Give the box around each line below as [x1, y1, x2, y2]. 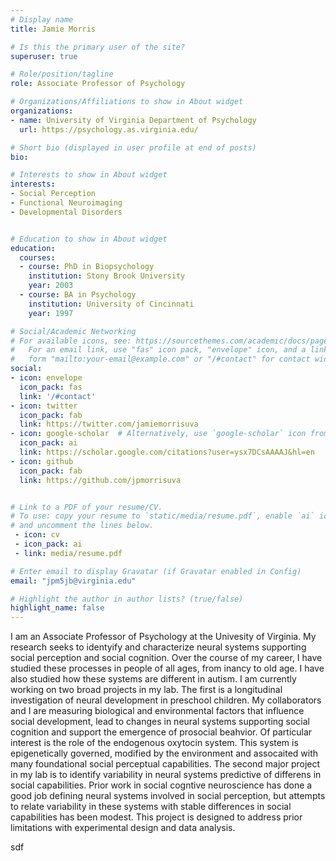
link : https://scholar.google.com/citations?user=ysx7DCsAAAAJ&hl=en [19, 447, 315, 457]
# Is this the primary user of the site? [10, 42, 186, 52]
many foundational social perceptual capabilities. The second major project [10, 758, 321, 770]
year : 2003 [28, 281, 74, 291]
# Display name [10, 14, 74, 25]
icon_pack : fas [19, 382, 83, 392]
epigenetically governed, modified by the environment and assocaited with [10, 747, 319, 760]
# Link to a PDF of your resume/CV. [10, 502, 163, 512]
